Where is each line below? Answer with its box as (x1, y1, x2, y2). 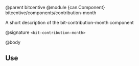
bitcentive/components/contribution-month (5, 10, 97, 16)
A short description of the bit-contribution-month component (5, 20, 134, 25)
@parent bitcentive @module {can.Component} (5, 5, 105, 10)
